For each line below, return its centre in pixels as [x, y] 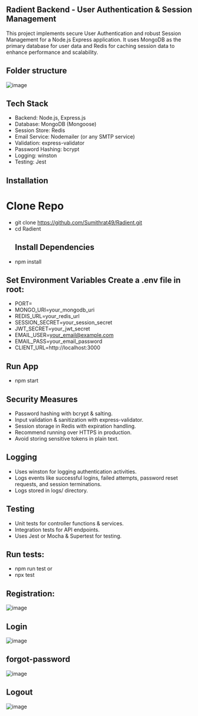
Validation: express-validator [49, 143]
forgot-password [38, 659]
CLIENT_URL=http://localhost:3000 [57, 348]
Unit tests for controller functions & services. [69, 523]
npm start [26, 381]
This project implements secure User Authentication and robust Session [94, 33]
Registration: [30, 594]
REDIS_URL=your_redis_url [47, 316]
